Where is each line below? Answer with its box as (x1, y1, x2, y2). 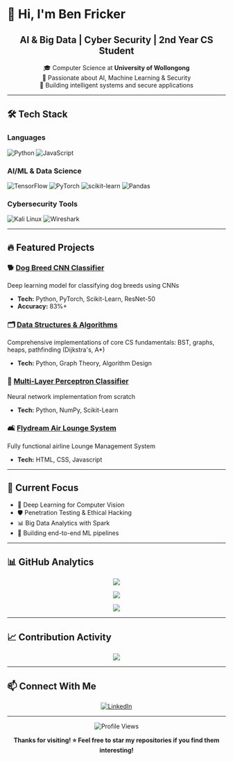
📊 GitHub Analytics (7, 556, 94, 568)
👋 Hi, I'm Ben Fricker (7, 6, 126, 22)
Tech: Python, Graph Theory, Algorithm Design (17, 359, 153, 368)
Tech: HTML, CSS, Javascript (17, 455, 103, 464)
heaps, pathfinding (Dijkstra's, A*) (7, 345, 105, 354)
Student (98, 44, 135, 56)
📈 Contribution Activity (7, 631, 112, 643)
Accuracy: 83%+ (17, 302, 68, 310)
